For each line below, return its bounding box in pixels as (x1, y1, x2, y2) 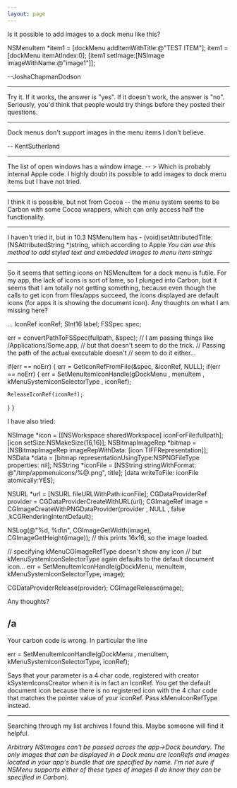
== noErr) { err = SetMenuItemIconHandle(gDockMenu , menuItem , (7, 370, 205, 378)
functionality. (7, 212, 46, 221)
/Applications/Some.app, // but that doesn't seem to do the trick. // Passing (7, 341, 226, 349)
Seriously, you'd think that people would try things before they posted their (7, 100, 225, 108)
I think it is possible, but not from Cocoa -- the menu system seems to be (7, 198, 220, 206)
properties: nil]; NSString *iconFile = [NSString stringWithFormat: (7, 461, 196, 469)
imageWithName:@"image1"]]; (7, 58, 95, 67)
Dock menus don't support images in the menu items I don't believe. (7, 128, 206, 137)
